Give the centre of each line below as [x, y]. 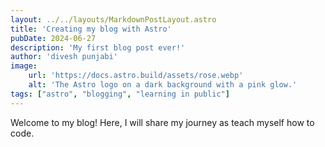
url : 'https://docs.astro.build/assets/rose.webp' [136, 76]
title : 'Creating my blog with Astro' [91, 29]
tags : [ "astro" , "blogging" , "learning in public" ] [120, 94]
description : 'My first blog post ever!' [98, 47]
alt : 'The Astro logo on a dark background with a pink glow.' [163, 85]
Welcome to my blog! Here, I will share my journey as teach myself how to [162, 122]
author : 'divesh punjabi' [64, 57]
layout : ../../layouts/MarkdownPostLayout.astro [113, 19]
